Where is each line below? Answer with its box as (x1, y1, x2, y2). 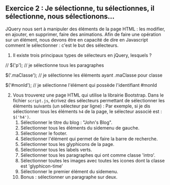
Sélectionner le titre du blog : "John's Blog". (20, 119, 113, 125)
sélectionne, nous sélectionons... (5, 12, 115, 21)
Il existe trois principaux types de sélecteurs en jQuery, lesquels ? (12, 52, 152, 58)
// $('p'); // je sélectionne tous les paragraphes (5, 62, 104, 68)
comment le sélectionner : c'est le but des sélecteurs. (5, 42, 119, 48)
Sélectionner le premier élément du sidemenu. (20, 168, 119, 174)
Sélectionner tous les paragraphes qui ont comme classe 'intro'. (20, 152, 156, 158)
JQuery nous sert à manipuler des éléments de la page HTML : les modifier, (5, 26, 165, 32)
